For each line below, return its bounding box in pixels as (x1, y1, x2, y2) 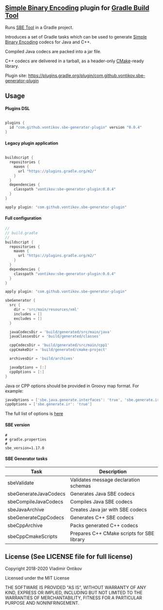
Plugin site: (5, 73, 28, 78)
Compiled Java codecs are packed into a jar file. (5, 48, 102, 54)
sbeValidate (7, 479, 34, 486)
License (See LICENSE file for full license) (5, 553, 133, 561)
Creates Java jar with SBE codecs (70, 506, 147, 513)
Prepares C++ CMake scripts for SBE (70, 530, 154, 536)
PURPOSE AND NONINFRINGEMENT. (5, 600, 80, 606)
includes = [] (14, 311, 42, 316)
